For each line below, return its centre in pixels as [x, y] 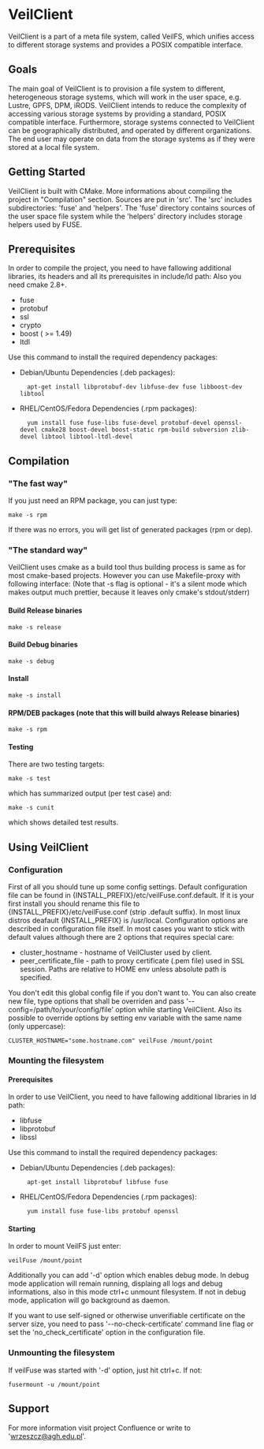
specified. [36, 978]
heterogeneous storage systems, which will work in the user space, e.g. [125, 97]
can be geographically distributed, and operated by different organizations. [130, 130]
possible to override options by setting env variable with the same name [125, 1018]
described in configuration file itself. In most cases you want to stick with [126, 929]
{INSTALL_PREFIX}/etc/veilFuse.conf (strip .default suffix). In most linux [125, 912]
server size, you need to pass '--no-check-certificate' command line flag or [131, 1324]
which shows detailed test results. [63, 822]
